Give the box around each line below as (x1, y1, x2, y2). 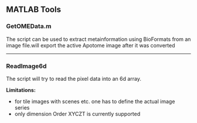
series (14, 104, 30, 111)
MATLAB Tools (6, 5, 62, 15)
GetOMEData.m (6, 22, 52, 30)
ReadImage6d (6, 61, 47, 70)
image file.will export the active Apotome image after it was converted (6, 42, 175, 49)
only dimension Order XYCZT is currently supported (14, 110, 141, 117)
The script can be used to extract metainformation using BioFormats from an (6, 35, 191, 43)
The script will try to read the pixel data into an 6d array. (6, 75, 142, 82)
